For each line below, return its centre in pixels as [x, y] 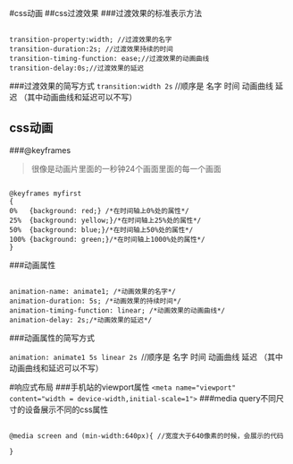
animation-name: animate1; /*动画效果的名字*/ [92, 291]
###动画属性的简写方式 [52, 338]
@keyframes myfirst [46, 193]
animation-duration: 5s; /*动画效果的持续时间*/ [95, 301]
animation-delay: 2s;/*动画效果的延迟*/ [81, 320]
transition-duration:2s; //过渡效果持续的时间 [92, 49]
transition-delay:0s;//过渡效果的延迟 [77, 68]
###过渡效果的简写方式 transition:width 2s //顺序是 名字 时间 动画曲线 [142, 86]
